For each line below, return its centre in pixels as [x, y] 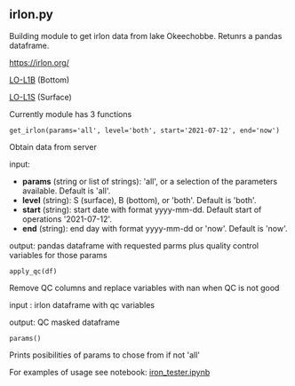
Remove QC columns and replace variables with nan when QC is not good [144, 288]
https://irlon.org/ [39, 62]
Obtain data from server [53, 146]
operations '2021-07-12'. [67, 219]
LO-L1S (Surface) [41, 97]
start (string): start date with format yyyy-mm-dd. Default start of [142, 209]
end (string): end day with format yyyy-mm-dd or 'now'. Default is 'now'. [155, 228]
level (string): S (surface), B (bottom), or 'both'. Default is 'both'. [139, 200]
